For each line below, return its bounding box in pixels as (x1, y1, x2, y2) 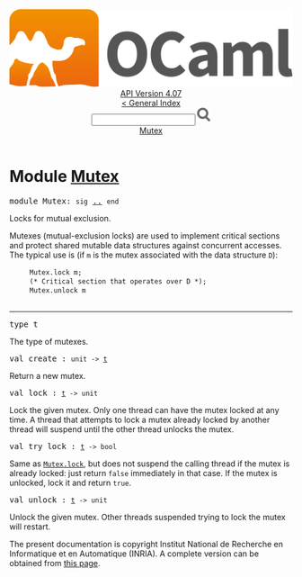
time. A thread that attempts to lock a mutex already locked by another (9, 414, 271, 426)
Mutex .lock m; (29, 268, 83, 277)
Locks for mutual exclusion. (9, 213, 111, 224)
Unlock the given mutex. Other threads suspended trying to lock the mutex (9, 512, 286, 523)
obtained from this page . (9, 558, 101, 569)
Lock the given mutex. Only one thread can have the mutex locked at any (9, 405, 280, 416)
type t (9, 320, 39, 329)
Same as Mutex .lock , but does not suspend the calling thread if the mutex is (9, 458, 290, 469)
